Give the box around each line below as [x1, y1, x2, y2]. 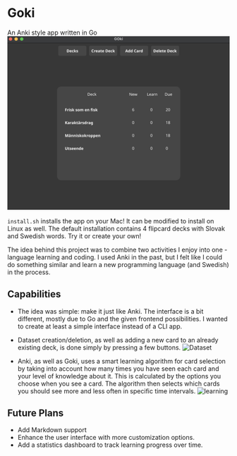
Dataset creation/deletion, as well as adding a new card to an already [17, 335, 219, 344]
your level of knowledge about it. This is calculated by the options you [17, 371, 221, 380]
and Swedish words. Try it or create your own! [7, 231, 142, 240]
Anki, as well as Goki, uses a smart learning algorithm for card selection [17, 357, 226, 365]
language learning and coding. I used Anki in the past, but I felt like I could [7, 252, 222, 261]
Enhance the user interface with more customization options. [17, 433, 195, 442]
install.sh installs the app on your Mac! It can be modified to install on [7, 216, 214, 225]
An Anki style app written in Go [7, 28, 97, 37]
